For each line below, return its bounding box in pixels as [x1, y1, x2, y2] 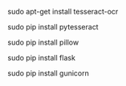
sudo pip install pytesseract [7, 22, 99, 31]
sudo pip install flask [7, 53, 75, 62]
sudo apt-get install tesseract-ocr [7, 7, 119, 16]
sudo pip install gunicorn [7, 68, 90, 78]
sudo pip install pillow [7, 37, 79, 47]
